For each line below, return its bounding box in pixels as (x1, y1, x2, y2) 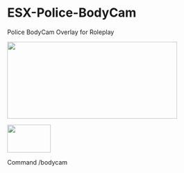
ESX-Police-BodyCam (7, 5, 137, 21)
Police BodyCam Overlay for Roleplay (7, 28, 115, 36)
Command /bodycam (7, 158, 68, 166)
